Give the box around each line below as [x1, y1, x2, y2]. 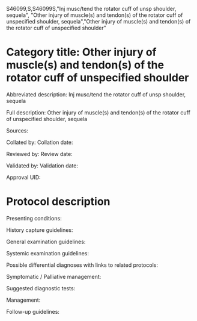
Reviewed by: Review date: [6, 150, 73, 157]
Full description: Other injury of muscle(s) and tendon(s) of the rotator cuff [6, 108, 190, 116]
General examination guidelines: [6, 238, 86, 245]
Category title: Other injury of [6, 45, 157, 59]
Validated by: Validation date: [6, 162, 78, 169]
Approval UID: [6, 173, 41, 181]
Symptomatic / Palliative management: [6, 273, 102, 280]
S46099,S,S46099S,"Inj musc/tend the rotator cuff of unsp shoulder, [6, 5, 177, 12]
